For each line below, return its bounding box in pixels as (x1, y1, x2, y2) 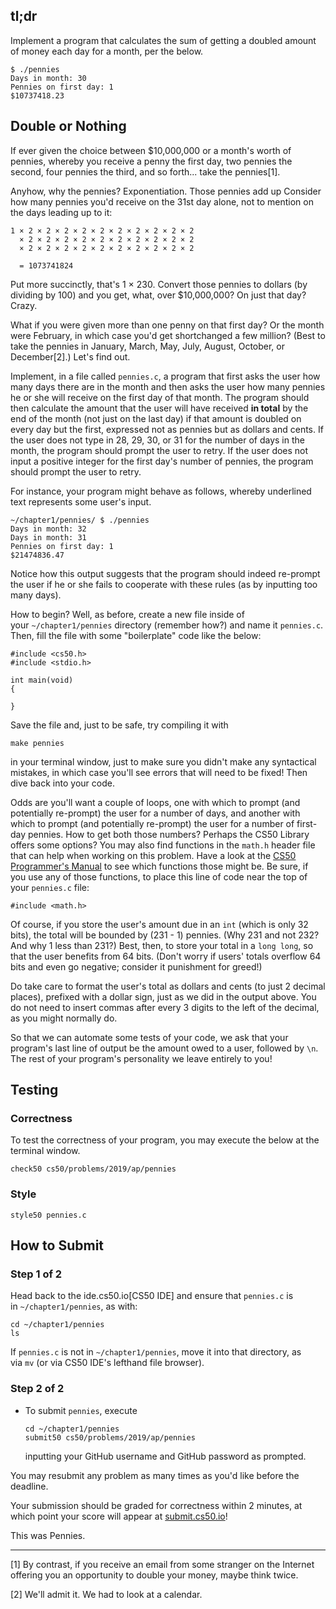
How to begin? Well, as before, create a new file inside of (10, 608, 245, 620)
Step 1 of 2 (10, 1267, 63, 1281)
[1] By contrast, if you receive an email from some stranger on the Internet (10, 1558, 315, 1570)
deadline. (10, 1480, 49, 1492)
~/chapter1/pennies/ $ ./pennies (10, 515, 150, 525)
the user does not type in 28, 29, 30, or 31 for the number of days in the (10, 434, 305, 446)
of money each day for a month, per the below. (10, 45, 204, 57)
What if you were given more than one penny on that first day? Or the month (10, 319, 325, 331)
